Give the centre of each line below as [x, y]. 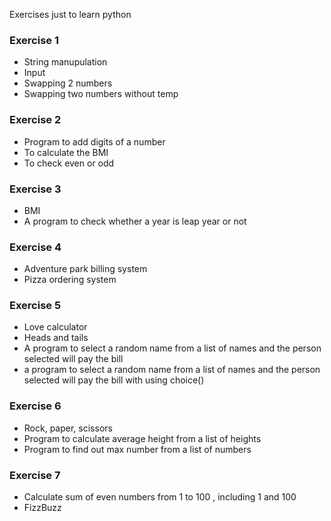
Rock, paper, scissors [68, 428]
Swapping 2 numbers [68, 83]
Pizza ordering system [70, 280]
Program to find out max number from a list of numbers [137, 449]
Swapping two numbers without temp [101, 94]
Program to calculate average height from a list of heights [142, 438]
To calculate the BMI [66, 152]
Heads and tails [56, 338]
